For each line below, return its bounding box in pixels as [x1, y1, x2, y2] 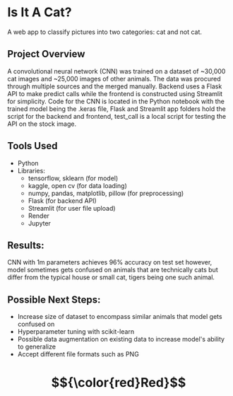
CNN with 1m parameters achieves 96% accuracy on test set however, [7, 258, 213, 267]
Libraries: [17, 166, 46, 175]
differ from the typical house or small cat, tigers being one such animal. [7, 273, 215, 281]
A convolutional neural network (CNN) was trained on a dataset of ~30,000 [7, 66, 226, 75]
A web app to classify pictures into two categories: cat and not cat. [7, 28, 203, 36]
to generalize [17, 342, 56, 351]
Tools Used [7, 140, 58, 152]
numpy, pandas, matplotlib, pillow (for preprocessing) [28, 189, 184, 197]
